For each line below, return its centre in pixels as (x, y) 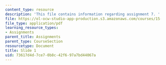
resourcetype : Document (30, 46)
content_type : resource (30, 10)
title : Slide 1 (21, 50)
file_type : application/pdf (34, 23)
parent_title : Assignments (33, 37)
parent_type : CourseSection (34, 42)
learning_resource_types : (32, 28)
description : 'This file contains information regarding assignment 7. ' (83, 14)
